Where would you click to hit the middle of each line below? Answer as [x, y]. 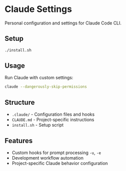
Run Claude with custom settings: [39, 78]
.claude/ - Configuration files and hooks [53, 114]
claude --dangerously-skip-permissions [46, 87]
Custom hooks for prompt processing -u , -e [56, 153]
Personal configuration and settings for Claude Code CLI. [63, 23]
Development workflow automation [48, 158]
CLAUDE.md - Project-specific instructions [53, 120]
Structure [20, 102]
